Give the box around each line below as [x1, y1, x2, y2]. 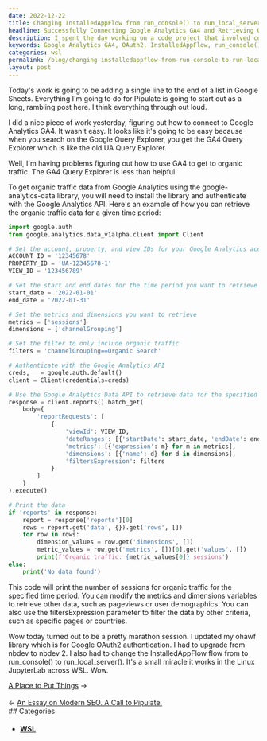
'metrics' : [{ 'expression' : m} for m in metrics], [64, 443, 237, 450]
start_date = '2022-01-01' [8, 288, 98, 297]
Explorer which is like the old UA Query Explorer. [8, 142, 167, 152]
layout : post [8, 64, 52, 72]
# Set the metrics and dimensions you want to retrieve [8, 310, 197, 318]
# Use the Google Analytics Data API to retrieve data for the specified [8, 391, 258, 399]
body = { [22, 405, 44, 414]
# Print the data [8, 501, 66, 509]
